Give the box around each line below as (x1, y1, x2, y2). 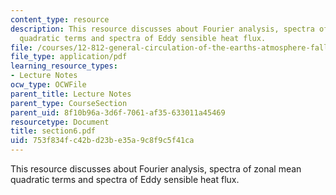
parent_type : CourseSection (10, 98, 128, 108)
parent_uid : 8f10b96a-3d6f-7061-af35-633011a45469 (10, 107, 226, 118)
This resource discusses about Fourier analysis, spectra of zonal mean (10, 163, 302, 175)
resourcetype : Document (10, 117, 110, 127)
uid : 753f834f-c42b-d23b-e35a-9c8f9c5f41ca (10, 136, 195, 146)
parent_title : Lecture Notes (10, 89, 132, 99)
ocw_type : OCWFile (10, 80, 87, 90)
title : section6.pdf (10, 126, 97, 136)
